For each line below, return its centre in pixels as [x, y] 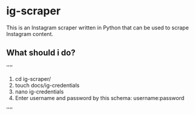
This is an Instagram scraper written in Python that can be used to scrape [97, 28]
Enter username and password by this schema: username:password [100, 98]
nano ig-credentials [39, 92]
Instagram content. [30, 34]
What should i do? [41, 53]
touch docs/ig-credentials [47, 85]
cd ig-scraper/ [33, 78]
